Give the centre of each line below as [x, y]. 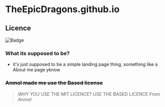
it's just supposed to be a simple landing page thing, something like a [85, 64]
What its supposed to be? [37, 53]
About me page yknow [36, 70]
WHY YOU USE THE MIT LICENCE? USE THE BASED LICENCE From [89, 94]
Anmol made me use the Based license [54, 83]
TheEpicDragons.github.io [62, 9]
